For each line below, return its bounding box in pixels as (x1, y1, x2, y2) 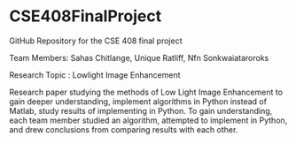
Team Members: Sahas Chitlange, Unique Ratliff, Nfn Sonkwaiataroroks (9, 52, 269, 63)
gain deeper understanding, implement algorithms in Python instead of (9, 95, 268, 107)
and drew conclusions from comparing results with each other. (9, 124, 238, 134)
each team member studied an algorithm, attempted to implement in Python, (9, 115, 288, 125)
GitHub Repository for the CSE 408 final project (9, 35, 183, 46)
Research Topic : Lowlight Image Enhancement (9, 69, 181, 80)
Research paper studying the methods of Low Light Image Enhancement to (9, 87, 284, 97)
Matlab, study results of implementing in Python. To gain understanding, (9, 105, 273, 116)
